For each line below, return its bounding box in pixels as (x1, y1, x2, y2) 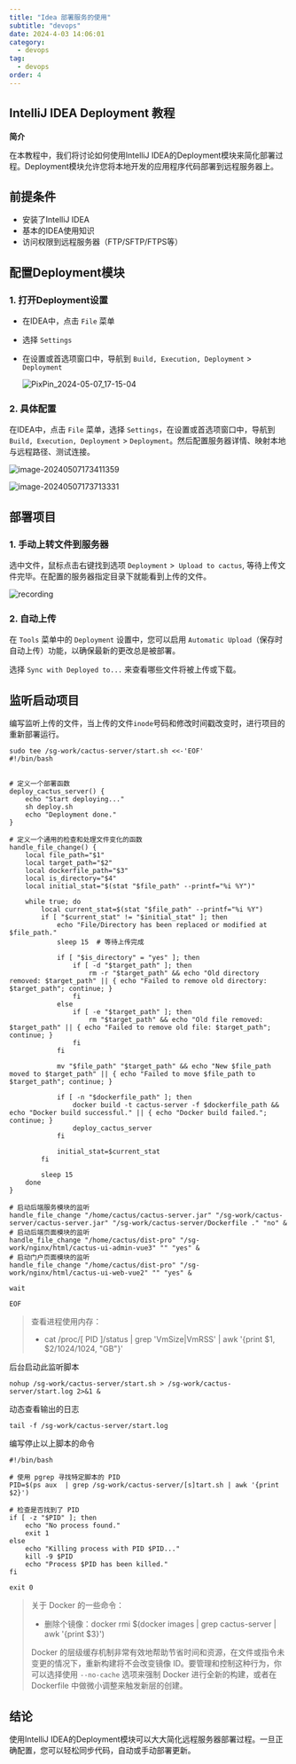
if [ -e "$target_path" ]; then (72, 1008, 192, 1017)
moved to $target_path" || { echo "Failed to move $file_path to (9, 1070, 255, 1079)
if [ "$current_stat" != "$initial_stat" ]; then (41, 913, 228, 922)
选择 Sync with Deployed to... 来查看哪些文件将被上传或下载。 (9, 664, 241, 675)
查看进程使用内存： (30, 1316, 102, 1327)
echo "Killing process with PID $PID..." (25, 1544, 180, 1554)
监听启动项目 (9, 692, 80, 707)
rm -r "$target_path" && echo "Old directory (88, 969, 260, 978)
